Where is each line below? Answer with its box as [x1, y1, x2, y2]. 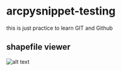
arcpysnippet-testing [6, 4, 116, 18]
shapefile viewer [6, 42, 71, 52]
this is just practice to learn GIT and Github [6, 24, 113, 32]
